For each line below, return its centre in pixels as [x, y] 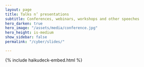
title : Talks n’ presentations [37, 14]
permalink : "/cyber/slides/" [35, 42]
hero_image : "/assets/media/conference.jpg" [51, 28]
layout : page [18, 10]
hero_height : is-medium [29, 33]
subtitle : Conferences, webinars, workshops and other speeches [72, 19]
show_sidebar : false [26, 37]
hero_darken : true [24, 23]
